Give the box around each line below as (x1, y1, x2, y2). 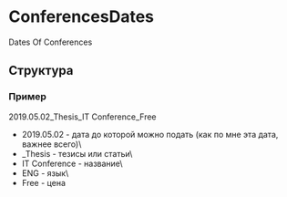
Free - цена (21, 177, 66, 188)
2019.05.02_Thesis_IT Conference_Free (8, 111, 157, 122)
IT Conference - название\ (21, 158, 124, 169)
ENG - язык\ (21, 167, 69, 179)
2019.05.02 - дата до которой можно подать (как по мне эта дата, (21, 129, 279, 140)
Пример (8, 90, 47, 103)
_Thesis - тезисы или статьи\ (21, 148, 133, 159)
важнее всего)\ (21, 139, 82, 150)
